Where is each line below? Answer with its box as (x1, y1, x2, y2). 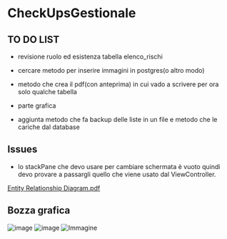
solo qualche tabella (17, 88, 77, 96)
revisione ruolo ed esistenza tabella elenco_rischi (17, 52, 163, 61)
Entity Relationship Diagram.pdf (7, 183, 101, 192)
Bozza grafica (7, 205, 71, 217)
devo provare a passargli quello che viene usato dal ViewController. (17, 170, 216, 178)
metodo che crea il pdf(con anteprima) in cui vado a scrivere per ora (17, 80, 219, 88)
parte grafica (17, 101, 56, 110)
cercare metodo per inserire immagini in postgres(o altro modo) (17, 66, 205, 74)
